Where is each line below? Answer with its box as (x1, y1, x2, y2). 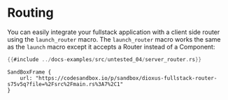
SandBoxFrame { (7, 68, 52, 76)
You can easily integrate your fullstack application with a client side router (7, 28, 220, 36)
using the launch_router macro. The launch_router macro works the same (7, 35, 222, 43)
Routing (7, 5, 54, 21)
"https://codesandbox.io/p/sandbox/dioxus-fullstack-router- (35, 74, 218, 81)
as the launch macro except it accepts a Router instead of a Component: (7, 42, 215, 51)
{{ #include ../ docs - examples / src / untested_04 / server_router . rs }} (7, 56, 201, 63)
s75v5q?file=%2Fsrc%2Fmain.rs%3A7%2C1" (7, 81, 124, 87)
